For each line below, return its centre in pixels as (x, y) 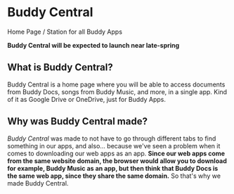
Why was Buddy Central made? (77, 121)
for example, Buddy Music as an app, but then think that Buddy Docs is (113, 168)
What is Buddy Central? (60, 67)
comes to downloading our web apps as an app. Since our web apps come (116, 153)
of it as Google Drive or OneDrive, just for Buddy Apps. (87, 99)
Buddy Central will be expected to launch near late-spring (93, 45)
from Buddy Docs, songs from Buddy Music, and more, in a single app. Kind (117, 91)
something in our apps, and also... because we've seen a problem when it (114, 145)
